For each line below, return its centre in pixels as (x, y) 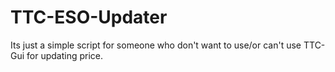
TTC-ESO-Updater (89, 17)
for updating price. (65, 55)
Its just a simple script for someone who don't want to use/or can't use (156, 45)
